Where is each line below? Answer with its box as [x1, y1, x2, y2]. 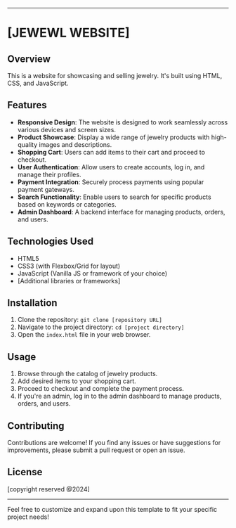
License [7, 466, 43, 478]
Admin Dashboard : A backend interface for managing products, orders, [17, 207, 226, 216]
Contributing [7, 420, 65, 432]
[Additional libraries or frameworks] [17, 276, 121, 285]
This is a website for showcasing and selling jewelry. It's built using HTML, [7, 72, 223, 79]
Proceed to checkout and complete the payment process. [17, 385, 185, 393]
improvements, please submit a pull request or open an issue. [7, 446, 185, 454]
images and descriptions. [38, 140, 112, 148]
